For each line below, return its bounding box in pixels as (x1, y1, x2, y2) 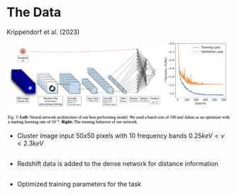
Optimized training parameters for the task (16, 180, 141, 189)
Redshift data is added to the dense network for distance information (16, 160, 219, 168)
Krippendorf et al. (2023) (6, 28, 80, 36)
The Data (6, 4, 62, 21)
